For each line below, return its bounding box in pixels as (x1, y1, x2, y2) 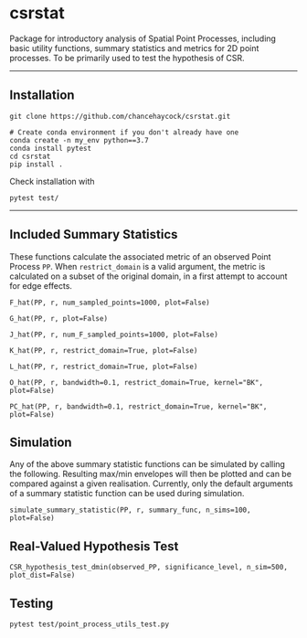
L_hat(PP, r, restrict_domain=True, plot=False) (9, 362, 198, 371)
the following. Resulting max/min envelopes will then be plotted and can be (9, 469, 292, 480)
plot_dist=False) (9, 570, 76, 580)
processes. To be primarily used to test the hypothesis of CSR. (9, 52, 245, 63)
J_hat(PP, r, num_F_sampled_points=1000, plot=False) (9, 330, 219, 339)
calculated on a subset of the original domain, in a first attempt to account (9, 271, 288, 282)
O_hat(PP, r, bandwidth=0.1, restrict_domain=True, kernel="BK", (9, 377, 263, 387)
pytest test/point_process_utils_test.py (9, 620, 170, 629)
